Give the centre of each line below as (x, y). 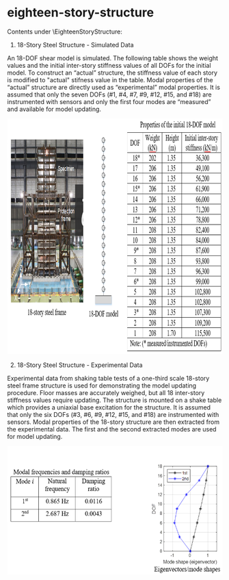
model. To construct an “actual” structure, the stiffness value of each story (112, 73)
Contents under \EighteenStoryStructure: (65, 31)
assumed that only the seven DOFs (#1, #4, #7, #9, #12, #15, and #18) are (109, 94)
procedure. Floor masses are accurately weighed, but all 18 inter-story (106, 392)
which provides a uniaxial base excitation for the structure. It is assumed (109, 407)
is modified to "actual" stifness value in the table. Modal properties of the (110, 79)
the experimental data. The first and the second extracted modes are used (112, 429)
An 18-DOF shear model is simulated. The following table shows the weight (113, 58)
